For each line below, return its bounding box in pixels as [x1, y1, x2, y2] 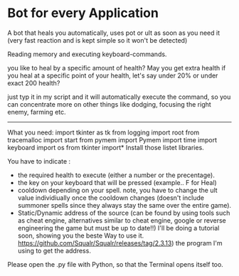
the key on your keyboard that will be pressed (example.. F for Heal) [17, 178, 217, 186]
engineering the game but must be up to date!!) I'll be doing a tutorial [17, 223, 220, 232]
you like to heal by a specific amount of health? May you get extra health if [7, 63, 226, 72]
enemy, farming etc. [7, 107, 66, 116]
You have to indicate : [7, 156, 71, 165]
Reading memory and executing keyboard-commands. [7, 50, 167, 58]
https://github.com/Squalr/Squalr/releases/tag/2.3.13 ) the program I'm [17, 238, 223, 247]
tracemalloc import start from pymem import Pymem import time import [7, 135, 217, 144]
